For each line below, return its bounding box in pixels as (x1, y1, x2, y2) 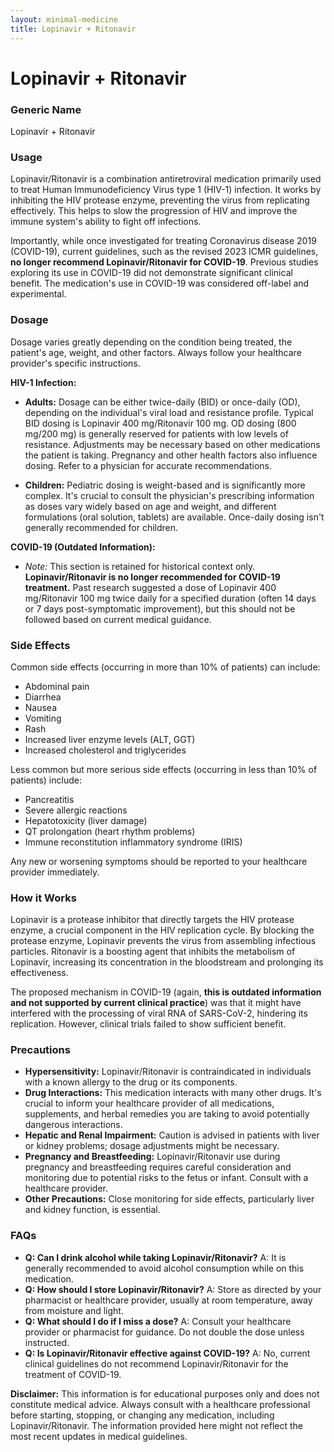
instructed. (24, 1336, 70, 1348)
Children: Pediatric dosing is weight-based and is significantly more (24, 479, 306, 491)
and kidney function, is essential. (24, 1204, 161, 1216)
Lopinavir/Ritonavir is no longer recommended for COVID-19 (24, 571, 281, 583)
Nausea (24, 701, 58, 713)
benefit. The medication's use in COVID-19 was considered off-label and (10, 277, 310, 290)
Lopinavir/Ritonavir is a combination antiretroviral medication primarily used (10, 173, 322, 185)
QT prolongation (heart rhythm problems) (24, 825, 196, 837)
